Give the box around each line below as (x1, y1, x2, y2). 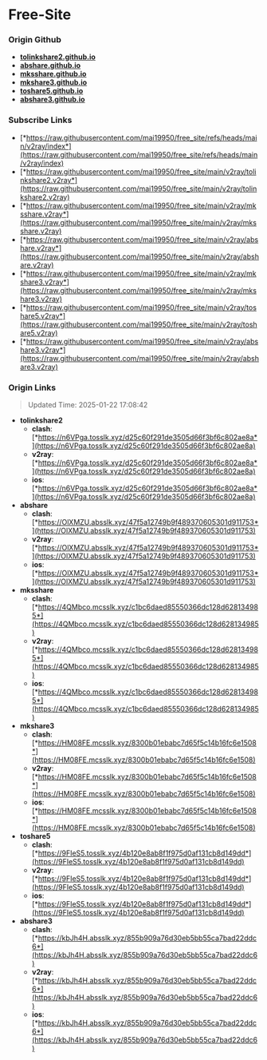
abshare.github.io (19, 61, 81, 70)
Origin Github (8, 34, 62, 46)
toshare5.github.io (19, 86, 84, 96)
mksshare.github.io (19, 69, 87, 79)
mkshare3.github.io (19, 77, 88, 87)
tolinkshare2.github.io (19, 52, 96, 62)
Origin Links (8, 382, 57, 393)
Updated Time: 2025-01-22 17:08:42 (27, 400, 148, 410)
